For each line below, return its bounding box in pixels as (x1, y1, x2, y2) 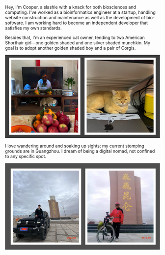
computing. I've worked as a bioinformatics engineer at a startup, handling (5, 9, 156, 15)
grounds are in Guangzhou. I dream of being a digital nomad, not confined (5, 148, 155, 154)
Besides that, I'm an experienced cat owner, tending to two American (5, 34, 145, 40)
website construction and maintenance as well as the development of (5, 15, 146, 20)
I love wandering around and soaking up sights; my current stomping (5, 143, 144, 149)
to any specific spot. (5, 153, 47, 159)
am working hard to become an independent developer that (27, 20, 148, 26)
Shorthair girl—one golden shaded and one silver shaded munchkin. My (5, 40, 151, 46)
